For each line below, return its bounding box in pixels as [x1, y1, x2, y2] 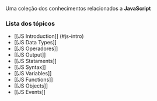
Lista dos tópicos [5, 19, 55, 27]
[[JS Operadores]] [13, 45, 58, 52]
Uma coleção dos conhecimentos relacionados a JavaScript [5, 5, 151, 12]
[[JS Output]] [13, 51, 46, 58]
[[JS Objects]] [13, 82, 48, 89]
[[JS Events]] [13, 89, 46, 96]
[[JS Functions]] [13, 76, 53, 83]
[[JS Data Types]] [13, 39, 57, 46]
